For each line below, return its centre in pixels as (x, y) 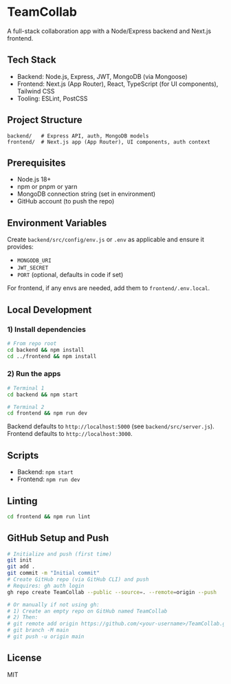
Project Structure (45, 120)
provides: (21, 247)
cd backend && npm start (43, 395)
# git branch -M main (38, 630)
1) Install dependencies (46, 329)
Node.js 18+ (34, 179)
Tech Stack (32, 60)
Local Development (49, 310)
